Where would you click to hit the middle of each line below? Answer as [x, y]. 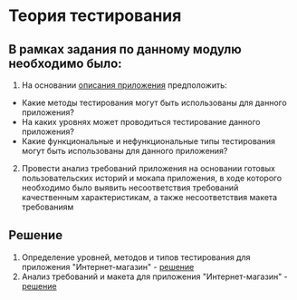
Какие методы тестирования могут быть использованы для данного [154, 102]
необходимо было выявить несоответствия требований [130, 188]
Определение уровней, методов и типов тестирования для [136, 257]
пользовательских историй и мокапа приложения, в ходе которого [152, 178]
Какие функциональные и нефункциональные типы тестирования [148, 141]
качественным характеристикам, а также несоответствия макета [149, 197]
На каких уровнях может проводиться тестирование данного [141, 122]
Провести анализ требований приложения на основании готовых [148, 168]
